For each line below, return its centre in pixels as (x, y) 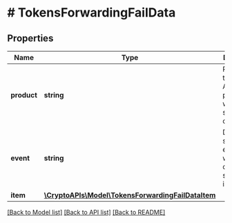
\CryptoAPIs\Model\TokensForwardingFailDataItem (130, 195)
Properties (30, 38)
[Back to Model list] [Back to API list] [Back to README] (86, 212)
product (24, 95)
